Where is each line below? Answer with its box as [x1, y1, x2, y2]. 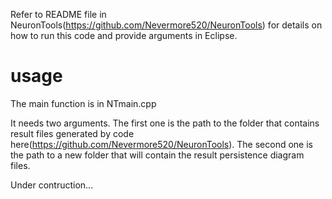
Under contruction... [10, 179, 94, 191]
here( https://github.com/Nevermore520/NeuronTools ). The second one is [10, 138, 313, 150]
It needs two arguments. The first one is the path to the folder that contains [10, 117, 320, 129]
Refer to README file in [10, 9, 107, 20]
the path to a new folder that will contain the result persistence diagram [10, 149, 305, 161]
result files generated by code [10, 127, 135, 139]
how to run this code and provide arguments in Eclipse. [10, 30, 238, 41]
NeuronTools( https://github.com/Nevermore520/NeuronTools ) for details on [10, 19, 323, 31]
